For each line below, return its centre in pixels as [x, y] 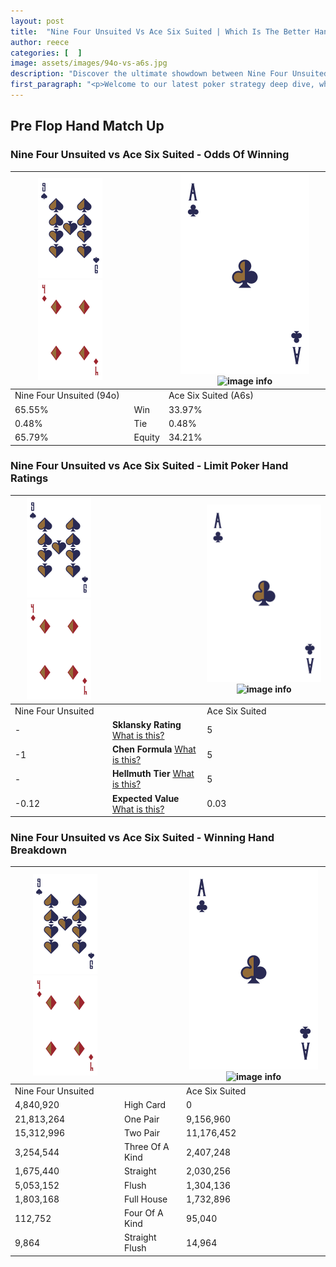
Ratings [29, 478]
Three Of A [146, 1147]
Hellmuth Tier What [153, 774]
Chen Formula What [154, 749]
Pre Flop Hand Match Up [87, 126]
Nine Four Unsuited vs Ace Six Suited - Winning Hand [142, 838]
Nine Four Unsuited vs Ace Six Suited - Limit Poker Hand [149, 466]
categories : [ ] [46, 53]
